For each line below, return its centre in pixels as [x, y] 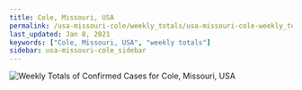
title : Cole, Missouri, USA [62, 17]
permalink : [30, 26]
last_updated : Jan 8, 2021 [60, 34]
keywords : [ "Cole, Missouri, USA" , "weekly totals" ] [110, 42]
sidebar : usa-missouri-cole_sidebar [78, 51]
